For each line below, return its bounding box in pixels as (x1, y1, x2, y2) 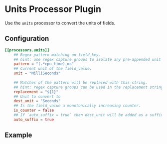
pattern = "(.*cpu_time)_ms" (13, 61, 74, 67)
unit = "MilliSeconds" (13, 71, 61, 76)
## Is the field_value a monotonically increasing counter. (13, 103, 141, 108)
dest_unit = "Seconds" (13, 99, 61, 104)
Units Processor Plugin (4, 3, 102, 15)
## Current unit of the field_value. (13, 66, 92, 71)
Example (4, 131, 32, 140)
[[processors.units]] (4, 47, 50, 53)
